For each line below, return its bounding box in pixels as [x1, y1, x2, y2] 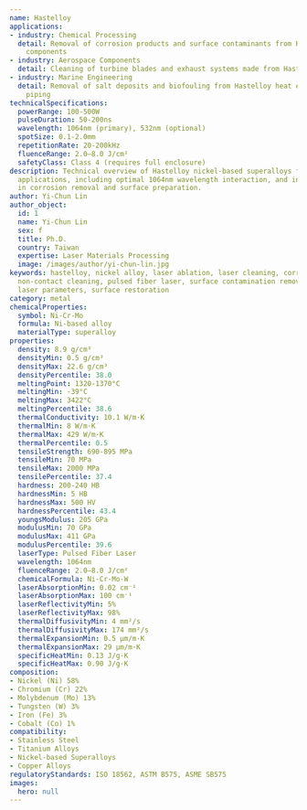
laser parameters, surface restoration [17, 285, 170, 294]
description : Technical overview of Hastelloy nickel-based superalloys [9, 166, 292, 176]
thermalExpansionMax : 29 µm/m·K [17, 642, 142, 652]
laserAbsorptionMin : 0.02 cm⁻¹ [17, 582, 137, 592]
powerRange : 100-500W [17, 107, 101, 116]
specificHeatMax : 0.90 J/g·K [17, 659, 129, 668]
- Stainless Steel [9, 736, 79, 745]
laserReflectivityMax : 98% [17, 609, 121, 618]
